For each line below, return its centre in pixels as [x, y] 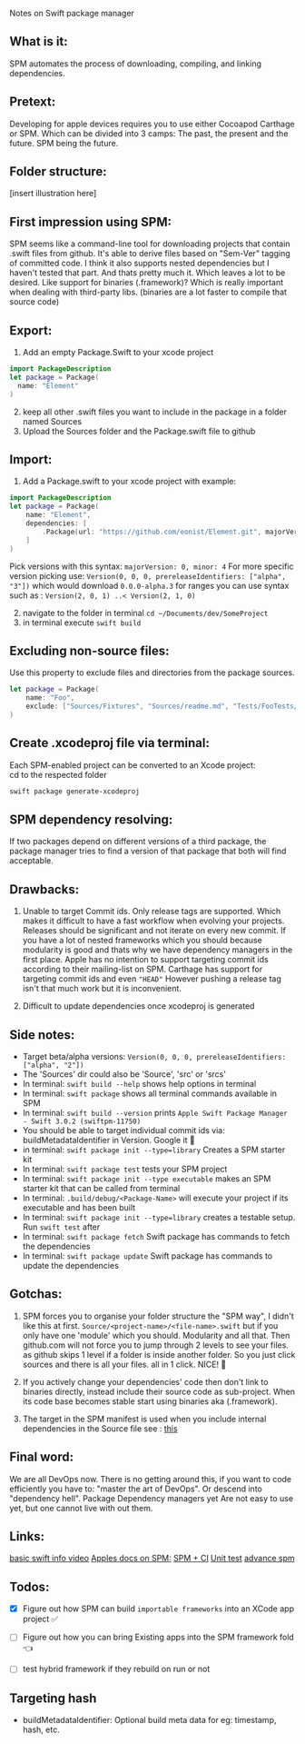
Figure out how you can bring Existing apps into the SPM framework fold [158, 1637]
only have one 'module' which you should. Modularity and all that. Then [156, 1335]
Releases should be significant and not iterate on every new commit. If [154, 931]
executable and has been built [79, 1207]
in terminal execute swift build [82, 623]
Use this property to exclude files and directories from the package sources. [152, 673]
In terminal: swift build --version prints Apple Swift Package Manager [155, 1112]
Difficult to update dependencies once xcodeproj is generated [138, 1006]
